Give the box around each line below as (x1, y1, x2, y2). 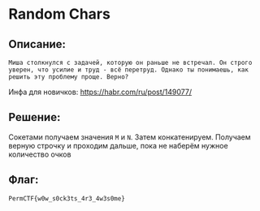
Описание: (8, 37, 67, 51)
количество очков (8, 149, 71, 159)
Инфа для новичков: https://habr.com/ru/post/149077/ (8, 87, 193, 97)
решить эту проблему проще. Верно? (8, 73, 129, 81)
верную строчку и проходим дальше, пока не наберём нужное (8, 140, 229, 150)
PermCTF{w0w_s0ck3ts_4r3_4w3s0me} (8, 194, 126, 203)
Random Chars (8, 5, 111, 24)
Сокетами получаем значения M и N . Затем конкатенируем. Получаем (8, 131, 251, 142)
